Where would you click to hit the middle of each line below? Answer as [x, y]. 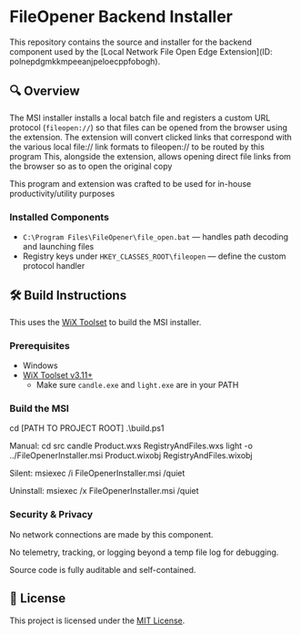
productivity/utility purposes [62, 193]
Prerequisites [40, 345]
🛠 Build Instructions [68, 296]
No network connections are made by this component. [111, 534]
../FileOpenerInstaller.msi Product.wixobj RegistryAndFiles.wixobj [131, 456]
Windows [40, 365]
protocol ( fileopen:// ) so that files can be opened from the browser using [149, 127]
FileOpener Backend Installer [121, 17]
